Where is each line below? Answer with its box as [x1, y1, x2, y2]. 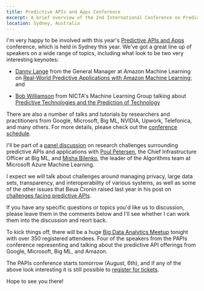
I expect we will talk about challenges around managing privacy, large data [6, 173, 193, 180]
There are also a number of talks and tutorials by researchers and [6, 110, 170, 118]
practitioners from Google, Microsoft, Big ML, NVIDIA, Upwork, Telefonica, [6, 117, 192, 124]
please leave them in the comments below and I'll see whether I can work [6, 210, 190, 218]
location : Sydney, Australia [6, 20, 80, 26]
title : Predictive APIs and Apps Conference [6, 8, 121, 15]
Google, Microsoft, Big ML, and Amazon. [6, 248, 108, 255]
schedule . [6, 130, 32, 137]
